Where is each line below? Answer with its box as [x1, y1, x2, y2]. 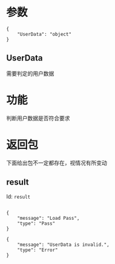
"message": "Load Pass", [17, 216, 80, 222]
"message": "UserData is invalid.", [17, 242, 110, 248]
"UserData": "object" [17, 31, 71, 37]
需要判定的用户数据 [6, 70, 54, 77]
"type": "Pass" [17, 220, 56, 227]
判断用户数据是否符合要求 [6, 114, 70, 122]
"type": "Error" [17, 247, 59, 253]
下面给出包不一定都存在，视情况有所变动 [6, 159, 107, 167]
